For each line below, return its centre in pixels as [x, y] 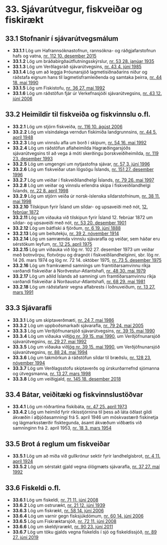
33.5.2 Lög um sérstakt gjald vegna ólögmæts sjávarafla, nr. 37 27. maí [86, 467]
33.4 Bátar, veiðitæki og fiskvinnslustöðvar [74, 395]
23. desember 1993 [32, 158]
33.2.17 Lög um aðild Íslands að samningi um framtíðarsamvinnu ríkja [84, 276]
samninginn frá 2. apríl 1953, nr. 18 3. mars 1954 [62, 428]
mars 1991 [23, 292]
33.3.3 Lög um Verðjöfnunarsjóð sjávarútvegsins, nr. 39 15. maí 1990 [83, 331]
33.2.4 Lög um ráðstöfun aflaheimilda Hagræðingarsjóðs [71, 148]
